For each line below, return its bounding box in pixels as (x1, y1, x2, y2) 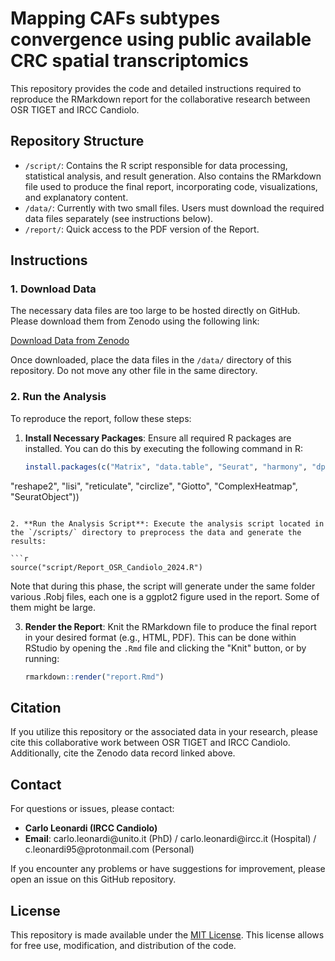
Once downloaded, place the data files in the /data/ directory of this (10, 354, 292, 366)
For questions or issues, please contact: (10, 803, 175, 815)
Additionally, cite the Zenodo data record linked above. (10, 747, 236, 759)
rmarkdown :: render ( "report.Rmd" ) (24, 672, 165, 682)
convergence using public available (10, 28, 312, 51)
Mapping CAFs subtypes (10, 7, 221, 30)
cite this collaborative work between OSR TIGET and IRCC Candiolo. (10, 737, 291, 749)
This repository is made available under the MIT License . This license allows (10, 928, 325, 941)
